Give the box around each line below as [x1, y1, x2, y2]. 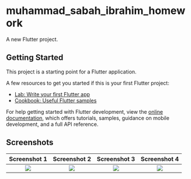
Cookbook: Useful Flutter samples [14, 97, 97, 104]
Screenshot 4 [140, 155, 179, 163]
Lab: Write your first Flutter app [14, 90, 91, 97]
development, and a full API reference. [6, 121, 99, 128]
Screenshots [6, 138, 54, 148]
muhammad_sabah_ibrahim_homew [6, 4, 186, 17]
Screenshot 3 [96, 155, 136, 163]
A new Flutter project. [6, 36, 58, 43]
